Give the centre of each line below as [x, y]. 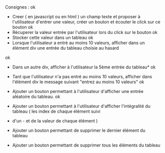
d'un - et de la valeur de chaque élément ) [55, 121]
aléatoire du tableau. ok [36, 96]
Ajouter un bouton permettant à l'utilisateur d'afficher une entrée [78, 91]
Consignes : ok [20, 7]
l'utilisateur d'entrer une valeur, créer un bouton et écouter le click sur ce [86, 22]
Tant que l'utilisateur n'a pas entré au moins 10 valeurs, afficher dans [82, 76]
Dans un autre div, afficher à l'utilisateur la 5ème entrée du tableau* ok [84, 67]
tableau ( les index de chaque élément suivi [56, 111]
